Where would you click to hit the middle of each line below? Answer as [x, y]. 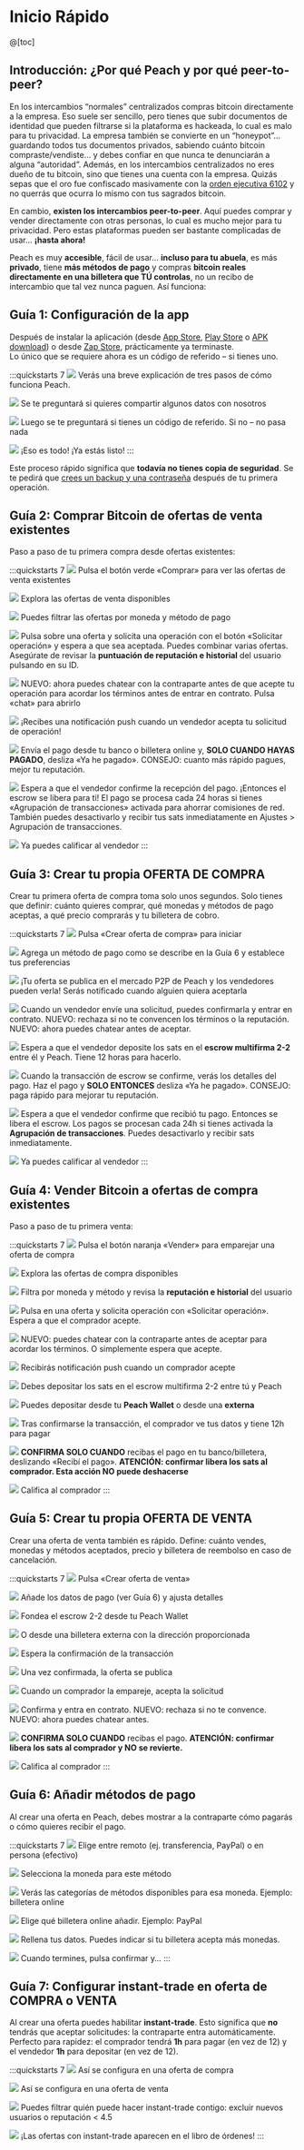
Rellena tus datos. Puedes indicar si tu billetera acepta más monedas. [150, 1939]
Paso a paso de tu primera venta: [71, 1226]
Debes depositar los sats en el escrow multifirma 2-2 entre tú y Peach [151, 1386]
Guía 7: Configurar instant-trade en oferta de [138, 1987]
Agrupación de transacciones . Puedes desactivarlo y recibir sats [132, 1133]
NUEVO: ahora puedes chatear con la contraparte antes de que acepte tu [157, 684]
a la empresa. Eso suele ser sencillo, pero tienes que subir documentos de [148, 116]
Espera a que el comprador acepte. [75, 1320]
